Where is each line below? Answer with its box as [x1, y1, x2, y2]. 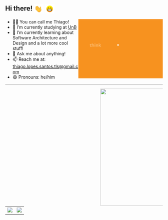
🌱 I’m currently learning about [12, 29, 74, 35]
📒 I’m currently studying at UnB [12, 24, 77, 30]
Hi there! [5, 4, 33, 13]
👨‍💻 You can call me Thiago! [12, 18, 69, 24]
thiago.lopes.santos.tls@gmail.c [12, 63, 78, 69]
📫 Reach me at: [12, 56, 46, 62]
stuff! [12, 45, 23, 51]
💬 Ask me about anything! [12, 50, 66, 56]
